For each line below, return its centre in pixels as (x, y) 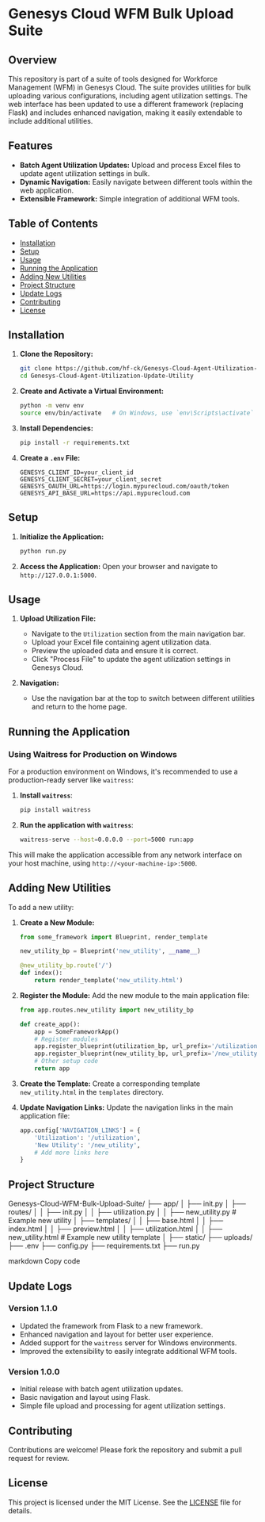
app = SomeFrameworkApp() (77, 1031)
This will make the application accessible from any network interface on (125, 855)
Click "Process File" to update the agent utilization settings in (131, 660)
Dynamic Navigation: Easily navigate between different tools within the (136, 182)
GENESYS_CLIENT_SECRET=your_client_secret (91, 479)
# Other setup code (66, 1061)
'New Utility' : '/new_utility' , (87, 1145)
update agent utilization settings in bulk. (85, 173)
